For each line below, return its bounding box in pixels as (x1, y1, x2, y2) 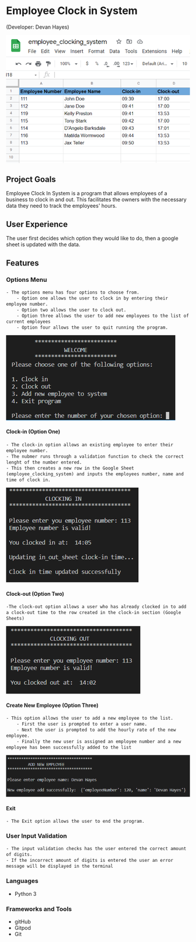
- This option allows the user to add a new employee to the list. (6, 715, 174, 722)
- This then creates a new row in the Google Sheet (6, 465, 134, 471)
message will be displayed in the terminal (6, 864, 114, 869)
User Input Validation (6, 832, 67, 840)
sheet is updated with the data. (6, 241, 80, 248)
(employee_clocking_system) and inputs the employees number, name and (6, 471, 184, 477)
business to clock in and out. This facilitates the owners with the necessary (6, 196, 187, 203)
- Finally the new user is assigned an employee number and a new (16, 739, 181, 745)
